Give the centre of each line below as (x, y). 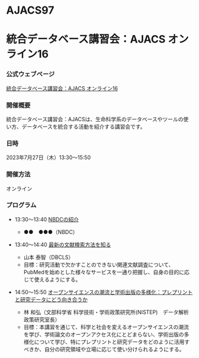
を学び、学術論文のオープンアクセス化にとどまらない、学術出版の (104, 334)
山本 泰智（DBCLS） (49, 257)
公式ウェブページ (31, 74)
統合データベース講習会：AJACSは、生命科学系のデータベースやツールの (95, 119)
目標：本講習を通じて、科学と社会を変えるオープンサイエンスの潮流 (106, 327)
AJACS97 (30, 10)
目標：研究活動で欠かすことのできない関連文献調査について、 (99, 264)
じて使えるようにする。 (52, 279)
